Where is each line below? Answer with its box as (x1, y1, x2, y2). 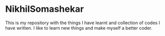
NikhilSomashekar (5, 3, 84, 15)
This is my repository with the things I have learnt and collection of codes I (5, 20, 160, 26)
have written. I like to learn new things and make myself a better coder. (5, 25, 152, 31)
